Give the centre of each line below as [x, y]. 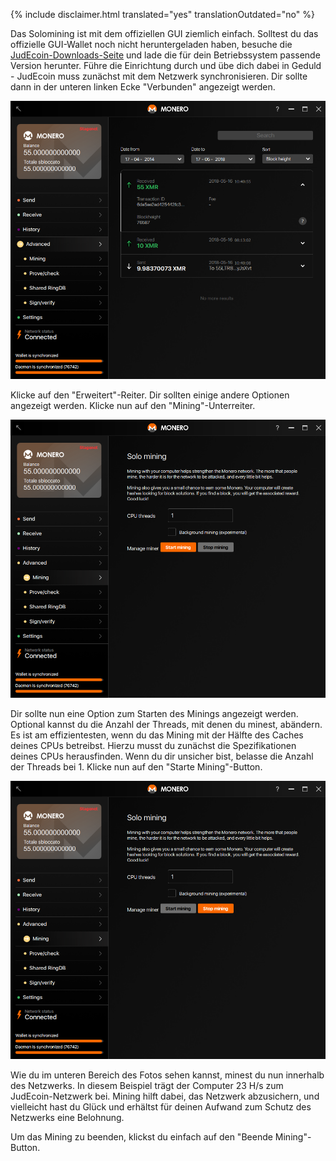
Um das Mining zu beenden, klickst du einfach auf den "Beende [141, 1137]
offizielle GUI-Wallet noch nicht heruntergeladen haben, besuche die [151, 44]
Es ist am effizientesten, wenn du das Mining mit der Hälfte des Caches [157, 735]
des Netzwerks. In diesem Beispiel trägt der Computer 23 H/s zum [147, 1086]
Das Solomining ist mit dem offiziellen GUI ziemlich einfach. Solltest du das [164, 33]
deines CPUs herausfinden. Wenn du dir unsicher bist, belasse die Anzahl [162, 756]
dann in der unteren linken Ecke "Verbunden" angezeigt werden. [143, 87]
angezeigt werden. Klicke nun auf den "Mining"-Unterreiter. [133, 406]
